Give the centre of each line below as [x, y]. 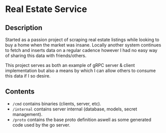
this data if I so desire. [28, 76]
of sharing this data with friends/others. [46, 55]
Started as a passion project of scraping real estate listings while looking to [82, 39]
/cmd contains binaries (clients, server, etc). [57, 103]
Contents [20, 92]
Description [24, 28]
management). [27, 114]
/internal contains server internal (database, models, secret [75, 109]
